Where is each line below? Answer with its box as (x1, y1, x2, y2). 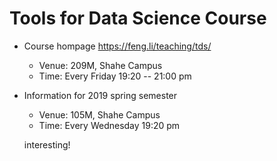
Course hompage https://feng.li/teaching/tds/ (23, 40, 212, 52)
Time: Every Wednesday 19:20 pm (38, 119, 181, 131)
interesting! (23, 138, 71, 151)
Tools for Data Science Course (9, 7, 267, 30)
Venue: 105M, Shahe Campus (38, 108, 161, 121)
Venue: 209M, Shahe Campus (38, 59, 163, 71)
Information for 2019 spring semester (23, 89, 178, 101)
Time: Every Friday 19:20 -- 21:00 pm (38, 70, 192, 82)
